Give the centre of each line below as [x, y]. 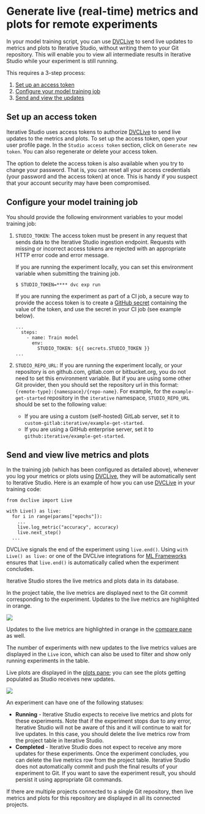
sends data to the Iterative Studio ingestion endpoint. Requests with [101, 242]
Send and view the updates [50, 98]
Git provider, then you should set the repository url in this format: [97, 384]
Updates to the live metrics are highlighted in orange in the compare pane [99, 629]
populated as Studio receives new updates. [61, 679]
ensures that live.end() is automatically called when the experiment [93, 562]
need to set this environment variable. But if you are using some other [103, 378]
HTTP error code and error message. [62, 255]
